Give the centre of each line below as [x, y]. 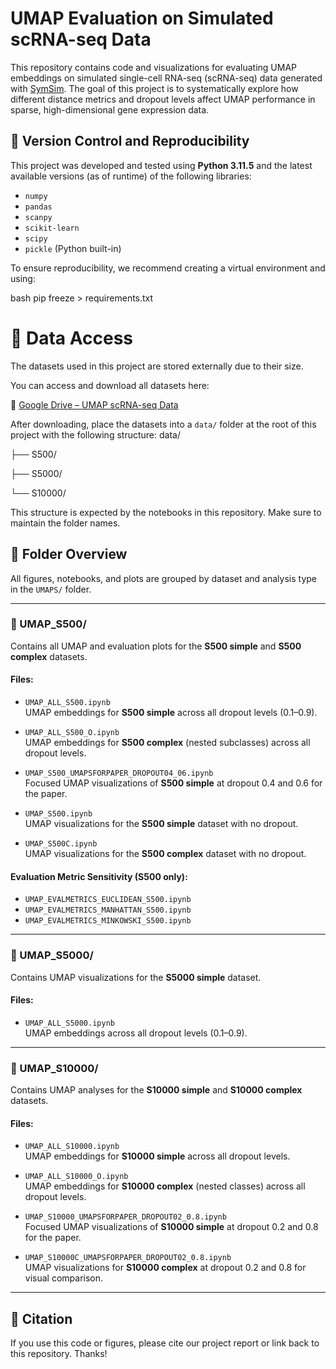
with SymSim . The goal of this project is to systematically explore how [154, 88]
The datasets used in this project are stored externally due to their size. [157, 366]
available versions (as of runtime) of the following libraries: [131, 176]
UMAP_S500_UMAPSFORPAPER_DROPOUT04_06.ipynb [119, 773]
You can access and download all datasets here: [110, 385]
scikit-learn [52, 228]
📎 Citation [41, 1318]
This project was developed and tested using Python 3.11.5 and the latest [161, 165]
